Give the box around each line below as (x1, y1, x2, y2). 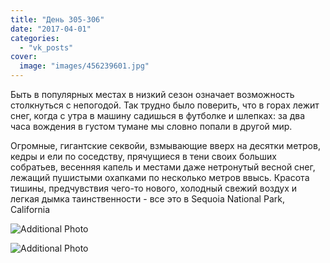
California (10, 204, 51, 215)
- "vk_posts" (19, 42, 74, 53)
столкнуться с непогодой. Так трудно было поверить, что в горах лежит (10, 99, 320, 111)
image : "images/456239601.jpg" (19, 61, 150, 71)
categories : (10, 33, 60, 43)
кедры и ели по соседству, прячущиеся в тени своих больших (10, 151, 277, 162)
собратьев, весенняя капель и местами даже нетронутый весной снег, (10, 161, 316, 173)
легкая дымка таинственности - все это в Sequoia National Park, (10, 193, 285, 205)
